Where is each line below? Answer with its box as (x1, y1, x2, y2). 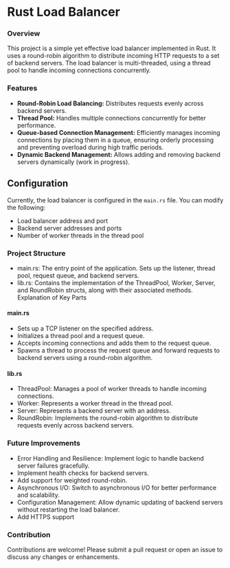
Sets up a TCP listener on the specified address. (16, 324, 154, 333)
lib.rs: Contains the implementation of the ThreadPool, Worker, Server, (16, 278, 216, 286)
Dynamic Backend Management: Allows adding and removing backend (16, 150, 221, 158)
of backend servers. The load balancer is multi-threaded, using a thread (7, 59, 211, 67)
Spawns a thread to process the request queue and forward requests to (16, 346, 220, 355)
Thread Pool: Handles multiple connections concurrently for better (16, 114, 207, 122)
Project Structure (7, 249, 66, 258)
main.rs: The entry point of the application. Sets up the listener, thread (16, 264, 216, 272)
